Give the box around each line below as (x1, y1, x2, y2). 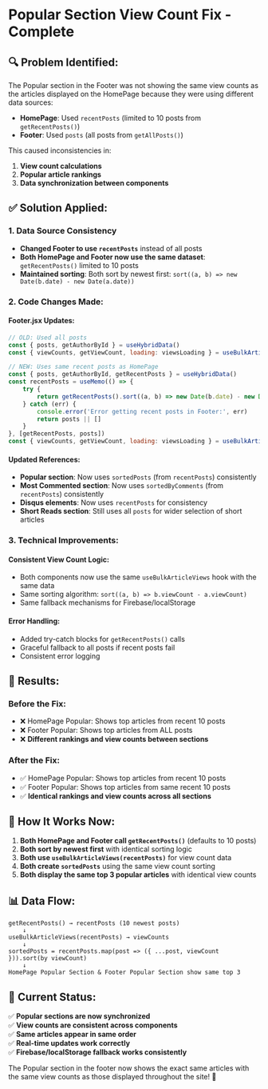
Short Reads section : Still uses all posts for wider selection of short (19, 506, 242, 516)
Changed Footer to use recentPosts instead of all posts (19, 243, 203, 253)
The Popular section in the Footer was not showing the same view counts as (8, 81, 259, 90)
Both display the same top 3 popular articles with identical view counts (19, 870, 257, 879)
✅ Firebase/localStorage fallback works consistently (8, 1047, 187, 1057)
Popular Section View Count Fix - (8, 6, 232, 24)
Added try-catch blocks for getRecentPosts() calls (19, 634, 186, 643)
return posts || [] (37, 414, 102, 423)
